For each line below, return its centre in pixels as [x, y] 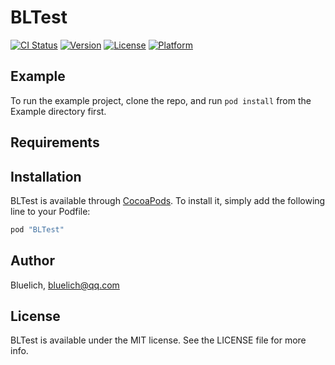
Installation [46, 176]
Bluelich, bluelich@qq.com [65, 285]
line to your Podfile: [50, 211]
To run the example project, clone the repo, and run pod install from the [161, 100]
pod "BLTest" [37, 229]
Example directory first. [58, 111]
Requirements [55, 142]
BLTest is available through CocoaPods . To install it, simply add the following [168, 200]
